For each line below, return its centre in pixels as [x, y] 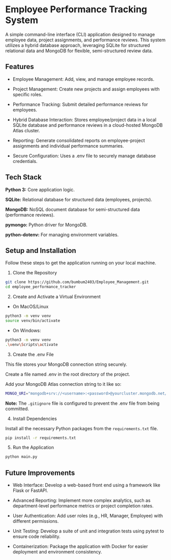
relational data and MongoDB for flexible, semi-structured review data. [79, 51]
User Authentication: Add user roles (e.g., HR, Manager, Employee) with [88, 516]
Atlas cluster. [26, 130]
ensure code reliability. [36, 536]
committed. [17, 409]
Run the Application [33, 448]
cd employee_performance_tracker [41, 287]
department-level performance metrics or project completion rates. [83, 506]
